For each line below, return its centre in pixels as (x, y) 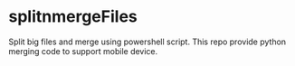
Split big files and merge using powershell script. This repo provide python (147, 42)
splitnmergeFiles (73, 17)
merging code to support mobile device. (83, 51)
